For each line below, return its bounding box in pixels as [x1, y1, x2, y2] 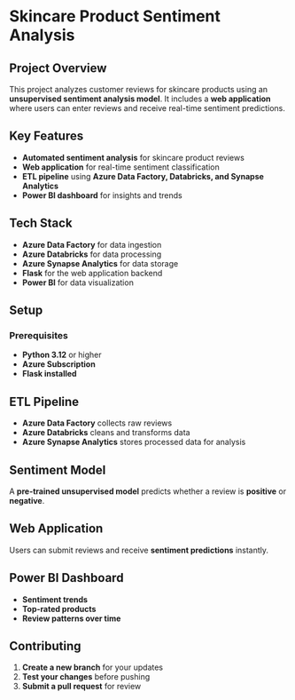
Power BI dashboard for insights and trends [21, 189, 183, 201]
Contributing [9, 638, 82, 654]
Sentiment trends [21, 593, 89, 605]
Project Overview [9, 60, 107, 76]
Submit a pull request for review [21, 681, 142, 692]
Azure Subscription [21, 359, 96, 370]
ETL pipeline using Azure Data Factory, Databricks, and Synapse [21, 171, 264, 181]
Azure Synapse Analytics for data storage [21, 258, 179, 268]
